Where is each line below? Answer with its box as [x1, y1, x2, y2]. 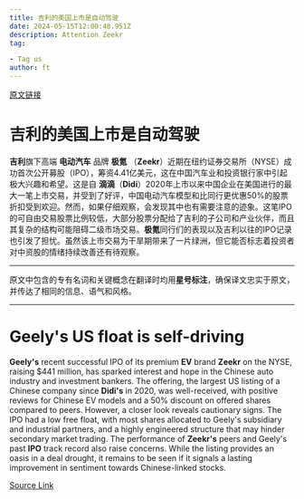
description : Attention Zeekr [9, 30, 124, 39]
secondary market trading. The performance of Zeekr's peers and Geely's [9, 433, 288, 444]
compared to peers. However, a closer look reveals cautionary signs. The [9, 404, 282, 415]
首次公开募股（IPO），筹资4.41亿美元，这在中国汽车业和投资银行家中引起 [16, 167, 288, 178]
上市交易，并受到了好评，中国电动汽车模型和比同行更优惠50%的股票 [33, 189, 289, 200]
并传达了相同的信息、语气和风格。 [9, 285, 137, 296]
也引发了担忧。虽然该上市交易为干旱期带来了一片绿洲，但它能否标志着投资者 [9, 235, 295, 245]
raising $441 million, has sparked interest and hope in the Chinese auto [9, 366, 274, 377]
